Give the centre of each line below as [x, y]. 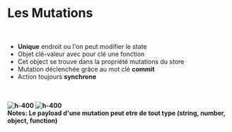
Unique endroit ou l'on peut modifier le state [82, 46]
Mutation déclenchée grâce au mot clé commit [86, 69]
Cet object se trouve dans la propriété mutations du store [101, 61]
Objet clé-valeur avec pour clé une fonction [81, 54]
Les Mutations [50, 13]
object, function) [33, 120]
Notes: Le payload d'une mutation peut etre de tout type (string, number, [116, 113]
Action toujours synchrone [57, 77]
